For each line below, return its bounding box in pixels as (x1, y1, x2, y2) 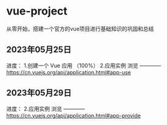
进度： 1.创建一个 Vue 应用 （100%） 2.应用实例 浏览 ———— (6, 62, 162, 69)
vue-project (6, 4, 68, 18)
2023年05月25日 (6, 44, 72, 55)
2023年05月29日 (6, 88, 72, 98)
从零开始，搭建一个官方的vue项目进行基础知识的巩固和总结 (6, 25, 154, 32)
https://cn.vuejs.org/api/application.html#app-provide (6, 112, 141, 119)
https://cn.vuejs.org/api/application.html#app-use (6, 69, 131, 76)
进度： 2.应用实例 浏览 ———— (6, 105, 85, 112)
